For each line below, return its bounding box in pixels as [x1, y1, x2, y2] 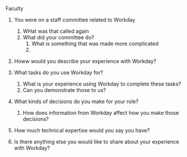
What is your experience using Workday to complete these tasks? [22, 80, 181, 87]
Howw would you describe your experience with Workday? [13, 58, 157, 64]
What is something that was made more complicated [31, 40, 159, 47]
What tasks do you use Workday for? [13, 69, 104, 76]
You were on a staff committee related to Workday [13, 16, 135, 23]
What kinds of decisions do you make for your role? [13, 98, 139, 105]
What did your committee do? [22, 34, 94, 40]
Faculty [5, 5, 24, 12]
